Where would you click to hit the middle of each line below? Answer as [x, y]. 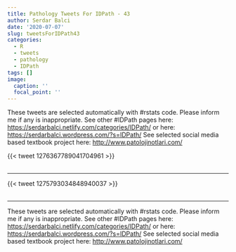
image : [17, 79]
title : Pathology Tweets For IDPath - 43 [69, 14]
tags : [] [20, 73]
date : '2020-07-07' [36, 27]
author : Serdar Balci [39, 20]
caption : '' [31, 86]
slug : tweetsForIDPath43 [44, 33]
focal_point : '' [37, 92]
